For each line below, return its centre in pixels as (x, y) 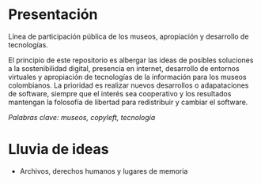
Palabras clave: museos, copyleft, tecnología (82, 117)
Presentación (53, 15)
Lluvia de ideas (59, 150)
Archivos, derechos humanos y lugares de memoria (104, 171)
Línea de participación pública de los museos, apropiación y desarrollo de (129, 36)
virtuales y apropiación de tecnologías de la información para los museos (127, 77)
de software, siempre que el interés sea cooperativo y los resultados (120, 93)
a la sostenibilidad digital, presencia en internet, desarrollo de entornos (124, 68)
